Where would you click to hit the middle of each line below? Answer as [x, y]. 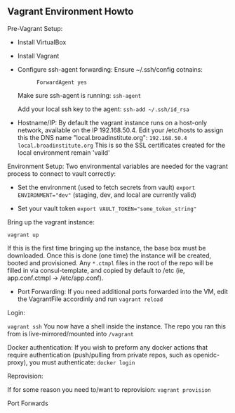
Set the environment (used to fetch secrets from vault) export [106, 187]
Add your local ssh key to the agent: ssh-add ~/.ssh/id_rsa [103, 109]
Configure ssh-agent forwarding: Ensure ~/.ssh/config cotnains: [110, 69]
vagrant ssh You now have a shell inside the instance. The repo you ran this [117, 326]
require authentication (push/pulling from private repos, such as [100, 355]
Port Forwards [28, 403]
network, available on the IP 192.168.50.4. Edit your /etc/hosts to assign [120, 130]
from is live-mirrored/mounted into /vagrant [70, 333]
